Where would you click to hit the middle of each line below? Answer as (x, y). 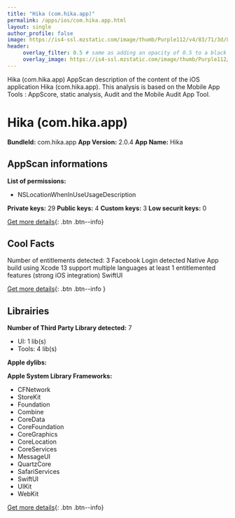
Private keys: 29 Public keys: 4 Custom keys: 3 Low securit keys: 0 (107, 208)
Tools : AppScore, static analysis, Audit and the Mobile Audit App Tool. (109, 94)
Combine (30, 412)
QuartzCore (34, 464)
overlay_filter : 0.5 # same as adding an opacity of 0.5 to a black (125, 53)
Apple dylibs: (27, 362)
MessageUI (34, 457)
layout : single (29, 27)
